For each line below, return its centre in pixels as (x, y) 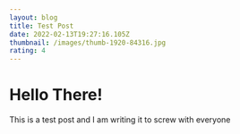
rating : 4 (28, 51)
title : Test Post (42, 26)
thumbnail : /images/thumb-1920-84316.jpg (88, 42)
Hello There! (56, 95)
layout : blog (34, 17)
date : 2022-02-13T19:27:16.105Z (69, 34)
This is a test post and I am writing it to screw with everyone (120, 120)
